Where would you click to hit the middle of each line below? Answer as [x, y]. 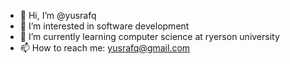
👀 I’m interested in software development [104, 26]
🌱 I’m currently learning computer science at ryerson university [149, 36]
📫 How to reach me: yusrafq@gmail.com [105, 48]
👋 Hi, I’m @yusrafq [58, 15]
